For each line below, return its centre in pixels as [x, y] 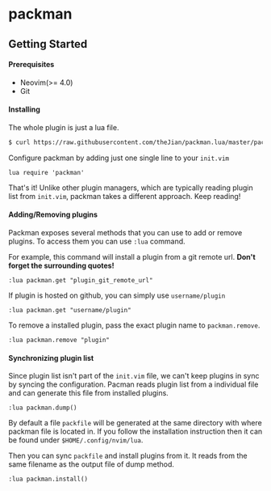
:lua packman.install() [48, 479]
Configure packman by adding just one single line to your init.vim [119, 158]
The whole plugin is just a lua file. [64, 127]
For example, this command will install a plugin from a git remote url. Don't [132, 257]
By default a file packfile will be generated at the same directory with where [135, 423]
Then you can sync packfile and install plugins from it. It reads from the [128, 456]
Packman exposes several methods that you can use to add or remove [125, 233]
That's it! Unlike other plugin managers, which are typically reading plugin [131, 188]
